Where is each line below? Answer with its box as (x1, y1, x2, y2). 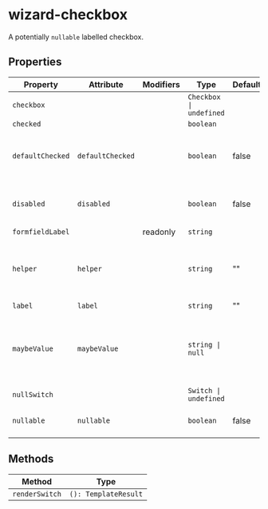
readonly (142, 226, 176, 237)
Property (23, 78, 58, 89)
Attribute (89, 78, 124, 89)
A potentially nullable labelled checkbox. (8, 32, 144, 42)
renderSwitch (12, 489, 62, 499)
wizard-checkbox (8, 6, 128, 24)
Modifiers (142, 78, 181, 89)
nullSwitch (12, 390, 53, 399)
